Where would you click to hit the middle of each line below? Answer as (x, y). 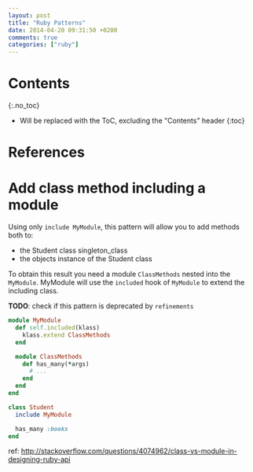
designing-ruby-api (39, 459)
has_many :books (42, 429)
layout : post (29, 15)
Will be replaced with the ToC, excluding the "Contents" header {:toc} (132, 121)
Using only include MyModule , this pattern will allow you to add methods (124, 227)
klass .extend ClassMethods (66, 335)
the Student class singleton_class (73, 251)
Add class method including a (107, 188)
